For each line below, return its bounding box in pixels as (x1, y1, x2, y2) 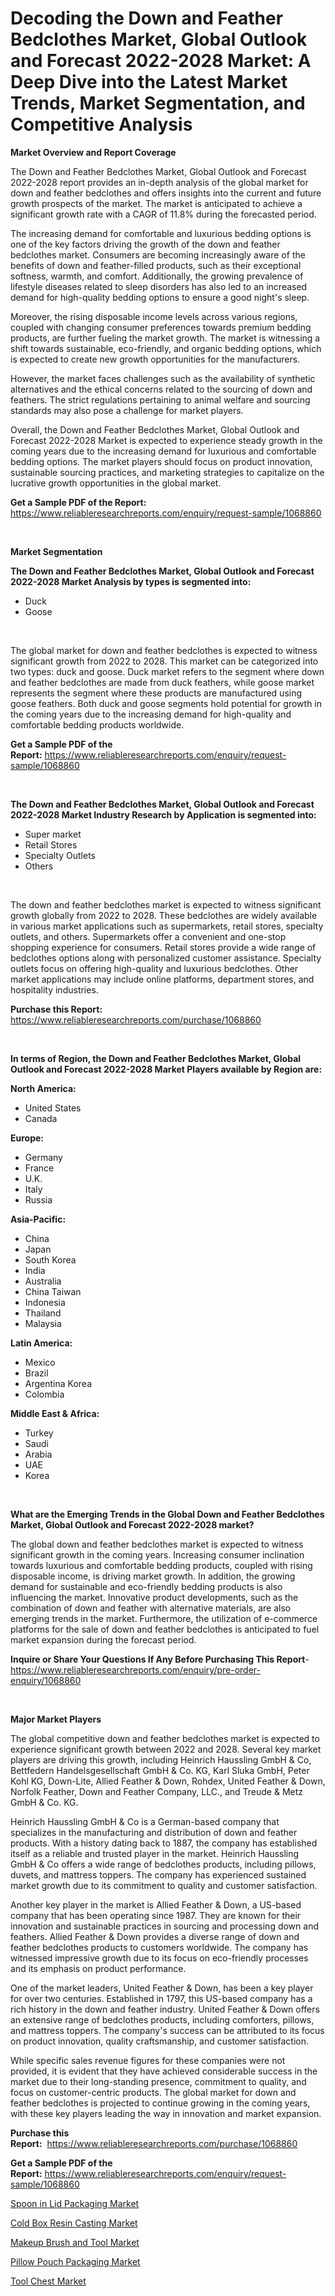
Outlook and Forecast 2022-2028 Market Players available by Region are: (10, 1063, 323, 1075)
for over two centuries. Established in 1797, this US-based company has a (10, 1992, 313, 2004)
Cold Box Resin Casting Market (10, 2217, 138, 2229)
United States (24, 1102, 82, 1114)
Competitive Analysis (10, 113, 193, 136)
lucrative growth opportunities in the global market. (10, 477, 222, 489)
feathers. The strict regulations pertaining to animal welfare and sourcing (10, 393, 311, 406)
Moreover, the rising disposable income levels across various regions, (10, 310, 298, 322)
